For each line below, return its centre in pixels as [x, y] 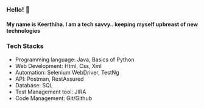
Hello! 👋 [18, 10]
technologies [23, 30]
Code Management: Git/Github [54, 98]
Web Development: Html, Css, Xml [58, 66]
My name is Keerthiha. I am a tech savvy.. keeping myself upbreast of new [102, 24]
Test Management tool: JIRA [51, 92]
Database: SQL [34, 85]
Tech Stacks [25, 46]
